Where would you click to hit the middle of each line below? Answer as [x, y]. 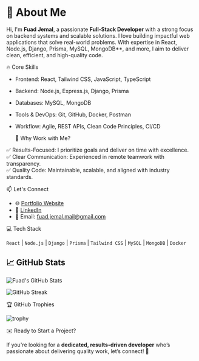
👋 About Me [36, 12]
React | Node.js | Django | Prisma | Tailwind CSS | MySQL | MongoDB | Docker [96, 242]
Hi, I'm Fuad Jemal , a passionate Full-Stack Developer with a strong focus [100, 29]
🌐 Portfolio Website [39, 203]
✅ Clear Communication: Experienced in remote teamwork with [86, 156]
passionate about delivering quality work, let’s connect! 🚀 [78, 351]
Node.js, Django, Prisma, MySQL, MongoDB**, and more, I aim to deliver [98, 49]
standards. [20, 177]
